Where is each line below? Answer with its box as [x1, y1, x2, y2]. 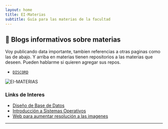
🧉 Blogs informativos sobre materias [5, 35, 121, 44]
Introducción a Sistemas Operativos [12, 108, 86, 114]
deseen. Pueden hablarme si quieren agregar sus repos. [5, 59, 121, 65]
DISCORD [12, 70, 28, 75]
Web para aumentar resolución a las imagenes [12, 113, 108, 119]
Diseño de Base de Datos [12, 102, 65, 108]
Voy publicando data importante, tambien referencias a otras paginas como [5, 49, 161, 55]
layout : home [5, 7, 32, 13]
